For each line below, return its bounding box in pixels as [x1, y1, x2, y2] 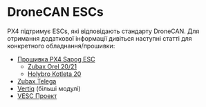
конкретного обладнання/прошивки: [7, 41, 115, 50]
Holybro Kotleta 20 [27, 70, 82, 78]
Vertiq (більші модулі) [17, 84, 81, 93]
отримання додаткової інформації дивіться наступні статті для [7, 34, 192, 42]
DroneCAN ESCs [7, 4, 104, 20]
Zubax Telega [17, 77, 57, 85]
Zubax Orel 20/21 [27, 62, 77, 70]
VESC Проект [17, 91, 57, 100]
